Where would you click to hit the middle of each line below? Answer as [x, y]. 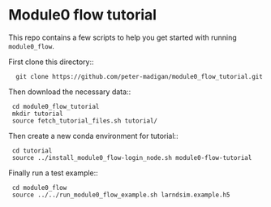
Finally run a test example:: [54, 173]
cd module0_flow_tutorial [56, 106]
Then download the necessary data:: [70, 92]
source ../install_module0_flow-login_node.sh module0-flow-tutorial [132, 157]
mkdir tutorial [37, 114]
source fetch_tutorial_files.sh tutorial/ [85, 121]
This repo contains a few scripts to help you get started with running [123, 37]
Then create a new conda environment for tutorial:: [93, 136]
